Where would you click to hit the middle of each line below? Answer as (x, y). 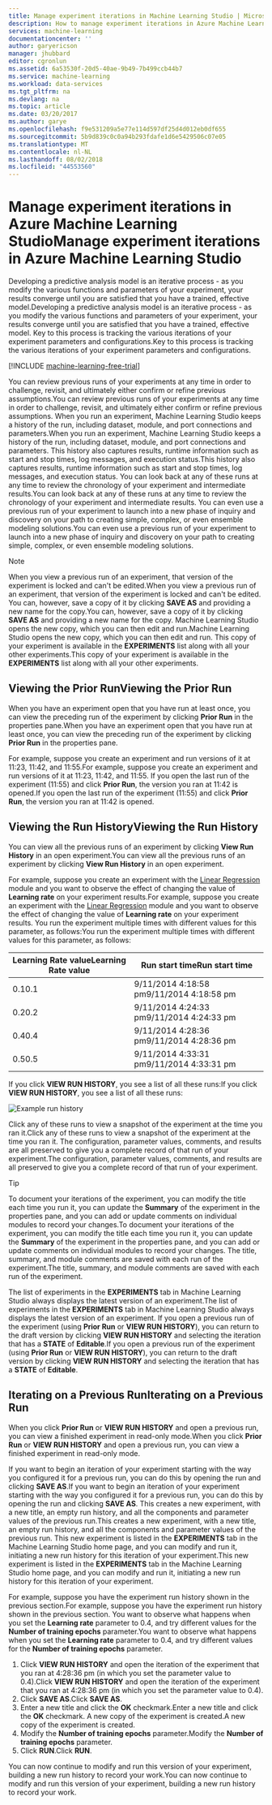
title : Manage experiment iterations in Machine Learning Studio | (125, 16)
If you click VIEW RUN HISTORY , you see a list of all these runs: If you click (133, 1083)
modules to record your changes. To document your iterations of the (121, 1224)
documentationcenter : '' (50, 39)
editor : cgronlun (38, 62)
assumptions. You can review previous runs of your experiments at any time (134, 399)
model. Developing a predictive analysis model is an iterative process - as (130, 307)
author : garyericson (43, 46)
